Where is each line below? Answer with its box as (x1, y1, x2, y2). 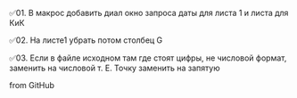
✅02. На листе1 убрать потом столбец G (9, 35, 163, 45)
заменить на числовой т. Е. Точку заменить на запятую (9, 62, 220, 73)
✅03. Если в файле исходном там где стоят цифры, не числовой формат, (9, 53, 287, 63)
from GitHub (9, 80, 55, 90)
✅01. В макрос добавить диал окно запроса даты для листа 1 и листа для (9, 8, 289, 18)
